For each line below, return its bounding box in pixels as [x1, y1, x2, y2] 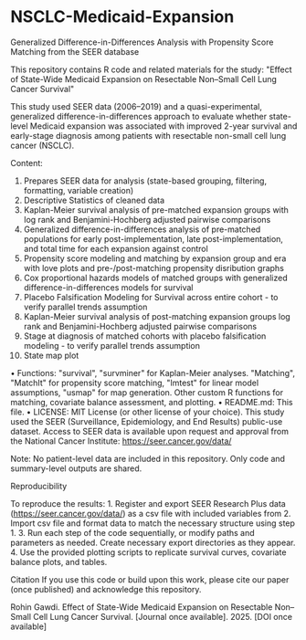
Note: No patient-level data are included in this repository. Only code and [10, 453, 286, 464]
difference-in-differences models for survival [23, 281, 194, 293]
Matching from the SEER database [10, 46, 140, 57]
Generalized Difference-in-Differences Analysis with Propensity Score [10, 37, 274, 47]
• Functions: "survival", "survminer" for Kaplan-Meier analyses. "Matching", [10, 367, 296, 378]
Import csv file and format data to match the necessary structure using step [10, 518, 296, 529]
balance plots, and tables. [10, 556, 108, 567]
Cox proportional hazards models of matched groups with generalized [23, 272, 288, 283]
